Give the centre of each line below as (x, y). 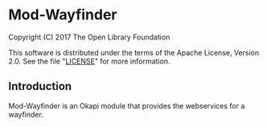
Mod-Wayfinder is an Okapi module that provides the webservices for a (127, 105)
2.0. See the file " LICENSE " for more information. (89, 61)
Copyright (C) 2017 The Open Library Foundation (89, 37)
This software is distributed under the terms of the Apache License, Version (134, 52)
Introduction (40, 86)
